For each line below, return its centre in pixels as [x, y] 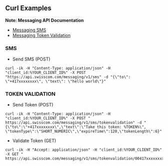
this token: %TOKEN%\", [121, 127]
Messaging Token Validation [41, 35]
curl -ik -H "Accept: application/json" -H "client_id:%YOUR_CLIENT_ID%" [84, 150]
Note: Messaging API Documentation [44, 20]
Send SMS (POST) [31, 59]
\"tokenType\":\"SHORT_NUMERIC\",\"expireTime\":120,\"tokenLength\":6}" [84, 131]
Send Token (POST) [33, 105]
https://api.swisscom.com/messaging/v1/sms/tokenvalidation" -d [73, 123]
